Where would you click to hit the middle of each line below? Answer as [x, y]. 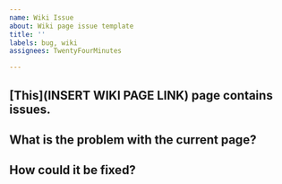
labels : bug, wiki [43, 43]
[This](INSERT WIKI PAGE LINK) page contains [141, 95]
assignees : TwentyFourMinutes [66, 51]
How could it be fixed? [73, 170]
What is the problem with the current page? [133, 140]
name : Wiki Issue [42, 18]
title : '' [28, 34]
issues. [30, 109]
